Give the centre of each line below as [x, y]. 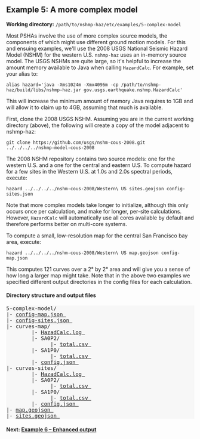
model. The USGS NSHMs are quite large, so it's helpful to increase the [94, 61]
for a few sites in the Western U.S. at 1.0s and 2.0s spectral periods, [90, 171]
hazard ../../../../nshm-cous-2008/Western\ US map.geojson [83, 253]
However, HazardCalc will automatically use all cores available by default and [100, 218]
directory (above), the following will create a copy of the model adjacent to [98, 125]
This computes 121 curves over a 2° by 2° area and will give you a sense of [98, 269]
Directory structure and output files [51, 295]
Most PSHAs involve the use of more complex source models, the [87, 36]
